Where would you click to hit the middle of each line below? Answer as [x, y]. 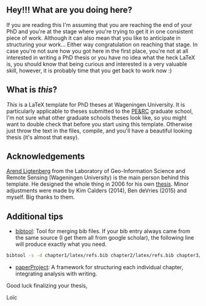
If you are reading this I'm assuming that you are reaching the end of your [99, 25]
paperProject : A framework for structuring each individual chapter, [99, 267]
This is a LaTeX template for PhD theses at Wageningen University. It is [96, 104]
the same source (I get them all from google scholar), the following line [105, 238]
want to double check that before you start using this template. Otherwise [99, 124]
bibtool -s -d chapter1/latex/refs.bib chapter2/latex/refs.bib [90, 256]
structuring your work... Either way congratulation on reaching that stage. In [102, 44]
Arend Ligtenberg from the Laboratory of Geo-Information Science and [96, 171]
